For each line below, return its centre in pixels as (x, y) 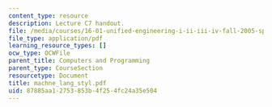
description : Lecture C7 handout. (67, 23)
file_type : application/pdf (56, 38)
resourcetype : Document (49, 76)
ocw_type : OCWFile (39, 53)
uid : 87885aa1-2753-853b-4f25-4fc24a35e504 (83, 91)
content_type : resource (49, 16)
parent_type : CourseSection (56, 68)
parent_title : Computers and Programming (79, 61)
